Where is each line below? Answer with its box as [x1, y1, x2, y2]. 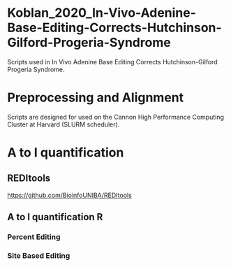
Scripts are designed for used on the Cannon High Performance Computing [7, 113, 225, 121]
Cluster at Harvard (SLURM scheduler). [7, 120, 120, 129]
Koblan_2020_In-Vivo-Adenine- [7, 5, 197, 21]
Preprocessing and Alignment [7, 89, 184, 106]
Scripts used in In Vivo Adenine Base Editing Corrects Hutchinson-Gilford [7, 57, 218, 66]
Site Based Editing [7, 251, 70, 261]
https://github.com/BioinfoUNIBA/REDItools [7, 191, 133, 199]
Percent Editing [7, 232, 61, 242]
